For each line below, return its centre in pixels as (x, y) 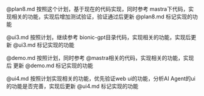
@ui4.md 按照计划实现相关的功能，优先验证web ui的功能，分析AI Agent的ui (101, 79)
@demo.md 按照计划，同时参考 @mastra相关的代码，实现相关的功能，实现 (100, 58)
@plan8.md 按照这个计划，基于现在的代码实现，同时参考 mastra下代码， (97, 9)
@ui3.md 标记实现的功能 (44, 45)
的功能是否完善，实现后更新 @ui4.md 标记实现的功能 (72, 86)
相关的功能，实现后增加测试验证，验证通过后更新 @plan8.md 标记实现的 (102, 17)
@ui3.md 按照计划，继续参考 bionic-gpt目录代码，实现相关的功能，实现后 (99, 37)
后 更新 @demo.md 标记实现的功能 (50, 65)
